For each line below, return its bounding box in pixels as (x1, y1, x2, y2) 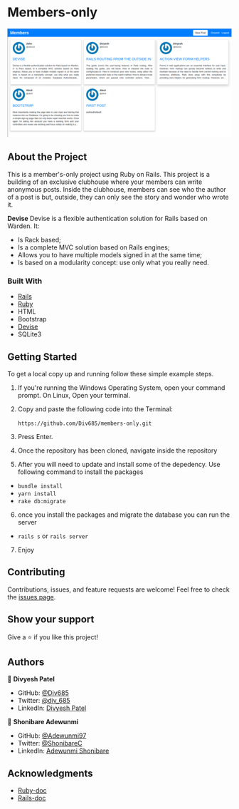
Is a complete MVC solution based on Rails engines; (17, 243, 170, 252)
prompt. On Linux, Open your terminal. (17, 391, 131, 399)
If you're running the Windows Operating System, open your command (17, 383, 225, 392)
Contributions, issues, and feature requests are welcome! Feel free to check (7, 585, 230, 594)
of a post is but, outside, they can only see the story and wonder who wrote (7, 192, 229, 201)
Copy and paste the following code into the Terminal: (17, 404, 173, 413)
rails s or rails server (17, 532, 89, 540)
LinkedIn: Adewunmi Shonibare (17, 746, 110, 756)
